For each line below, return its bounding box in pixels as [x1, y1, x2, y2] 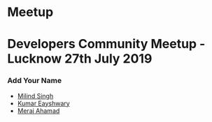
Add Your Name [7, 76, 62, 86]
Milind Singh [17, 91, 54, 100]
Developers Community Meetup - [7, 36, 206, 52]
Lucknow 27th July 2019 [7, 51, 153, 67]
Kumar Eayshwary [17, 99, 70, 107]
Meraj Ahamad [17, 106, 60, 115]
